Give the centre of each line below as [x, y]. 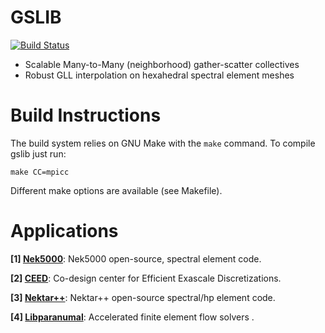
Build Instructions [86, 115]
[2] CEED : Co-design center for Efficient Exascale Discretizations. [146, 278]
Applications [64, 231]
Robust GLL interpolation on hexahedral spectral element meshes [159, 75]
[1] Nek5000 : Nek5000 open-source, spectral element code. [136, 258]
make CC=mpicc [40, 172]
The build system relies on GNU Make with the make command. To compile [163, 143]
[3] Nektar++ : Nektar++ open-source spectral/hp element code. [143, 297]
